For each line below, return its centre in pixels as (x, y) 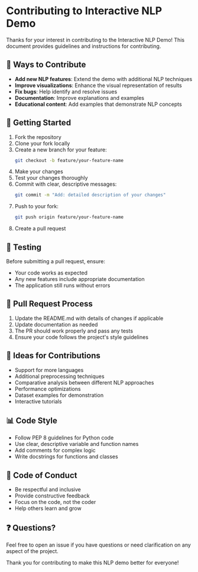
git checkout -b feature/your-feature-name (69, 160)
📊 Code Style (32, 421)
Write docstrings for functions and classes (66, 457)
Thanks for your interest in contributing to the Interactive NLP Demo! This (95, 40)
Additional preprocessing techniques (59, 376)
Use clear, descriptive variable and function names (77, 444)
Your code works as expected (51, 273)
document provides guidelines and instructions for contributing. (84, 46)
